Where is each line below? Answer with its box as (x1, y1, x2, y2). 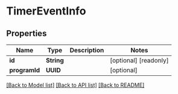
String (45, 56, 65, 64)
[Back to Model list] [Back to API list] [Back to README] (6, 81, 145, 89)
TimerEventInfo (6, 4, 86, 18)
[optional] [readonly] (109, 56, 169, 64)
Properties (6, 28, 47, 39)
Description (69, 46, 104, 54)
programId (9, 66, 40, 74)
